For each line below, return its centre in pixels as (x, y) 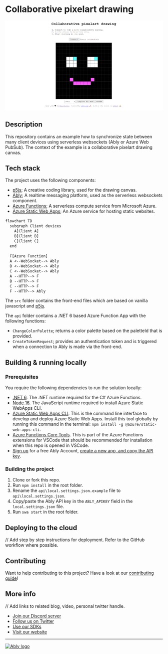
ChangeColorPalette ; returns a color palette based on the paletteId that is (87, 331)
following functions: (25, 321)
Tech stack (23, 168)
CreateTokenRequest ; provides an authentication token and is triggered (84, 342)
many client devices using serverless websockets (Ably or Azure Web (77, 142)
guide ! (12, 578)
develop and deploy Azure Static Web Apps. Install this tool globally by (85, 419)
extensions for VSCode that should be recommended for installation (82, 440)
